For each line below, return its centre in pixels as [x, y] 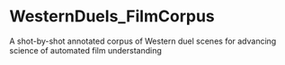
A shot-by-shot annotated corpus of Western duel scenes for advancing [143, 41]
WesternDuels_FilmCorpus [112, 16]
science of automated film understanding [85, 50]
